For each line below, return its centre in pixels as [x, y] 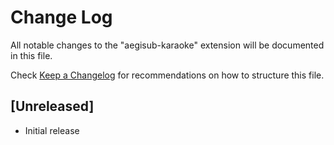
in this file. [31, 55]
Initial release [52, 130]
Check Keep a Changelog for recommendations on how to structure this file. [167, 75]
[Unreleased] [52, 106]
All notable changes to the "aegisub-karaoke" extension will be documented [167, 45]
